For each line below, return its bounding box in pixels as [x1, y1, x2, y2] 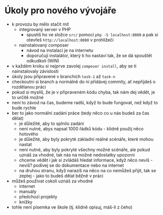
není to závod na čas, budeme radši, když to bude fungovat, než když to [11, 99, 158, 105]
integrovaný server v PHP [19, 26, 71, 32]
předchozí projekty [19, 193, 57, 199]
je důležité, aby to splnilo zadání [19, 121, 84, 126]
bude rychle [11, 105, 36, 111]
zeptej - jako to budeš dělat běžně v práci [19, 173, 104, 179]
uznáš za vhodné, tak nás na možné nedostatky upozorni [19, 152, 135, 157]
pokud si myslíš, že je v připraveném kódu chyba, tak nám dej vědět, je [11, 89, 155, 95]
